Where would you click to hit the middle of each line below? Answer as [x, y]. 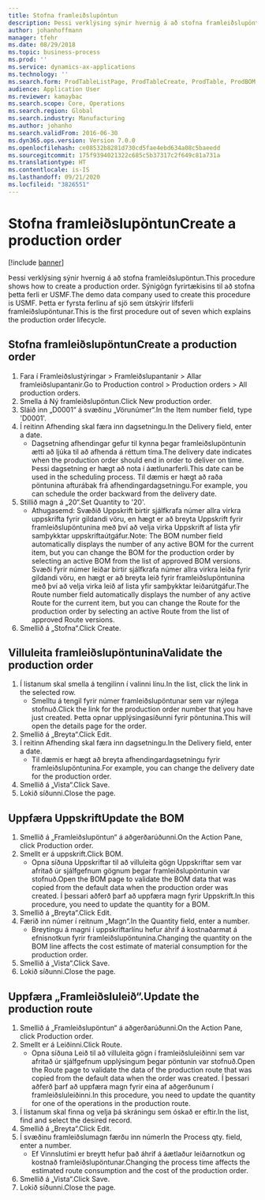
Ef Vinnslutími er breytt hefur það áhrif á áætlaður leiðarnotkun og [138, 1153]
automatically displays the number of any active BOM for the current [142, 544]
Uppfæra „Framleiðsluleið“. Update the [104, 996]
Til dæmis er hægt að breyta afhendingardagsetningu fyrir [126, 760]
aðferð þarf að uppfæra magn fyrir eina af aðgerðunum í [123, 1086]
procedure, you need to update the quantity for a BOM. [121, 904]
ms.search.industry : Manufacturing [67, 119]
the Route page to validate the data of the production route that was [142, 1070]
